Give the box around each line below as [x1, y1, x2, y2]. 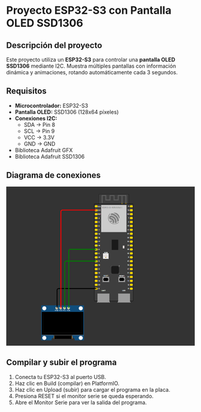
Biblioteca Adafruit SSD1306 [14, 153, 85, 160]
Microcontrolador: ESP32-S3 [14, 102, 89, 109]
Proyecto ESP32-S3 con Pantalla [6, 4, 172, 17]
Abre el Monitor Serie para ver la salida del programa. [14, 399, 147, 406]
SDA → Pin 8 [23, 121, 56, 128]
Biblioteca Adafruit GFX [14, 146, 73, 153]
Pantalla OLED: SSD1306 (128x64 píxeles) [14, 108, 119, 116]
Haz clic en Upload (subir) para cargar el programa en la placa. [14, 386, 170, 393]
